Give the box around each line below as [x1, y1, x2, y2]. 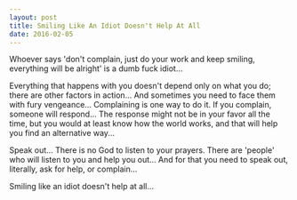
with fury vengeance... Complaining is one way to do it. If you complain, [9, 100, 272, 110]
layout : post [9, 12, 58, 22]
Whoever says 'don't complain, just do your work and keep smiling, [9, 54, 255, 65]
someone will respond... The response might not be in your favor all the [9, 108, 271, 120]
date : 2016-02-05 [9, 29, 74, 38]
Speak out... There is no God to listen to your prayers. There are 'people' [9, 145, 275, 156]
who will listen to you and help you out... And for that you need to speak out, [9, 155, 289, 165]
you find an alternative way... [9, 128, 116, 139]
